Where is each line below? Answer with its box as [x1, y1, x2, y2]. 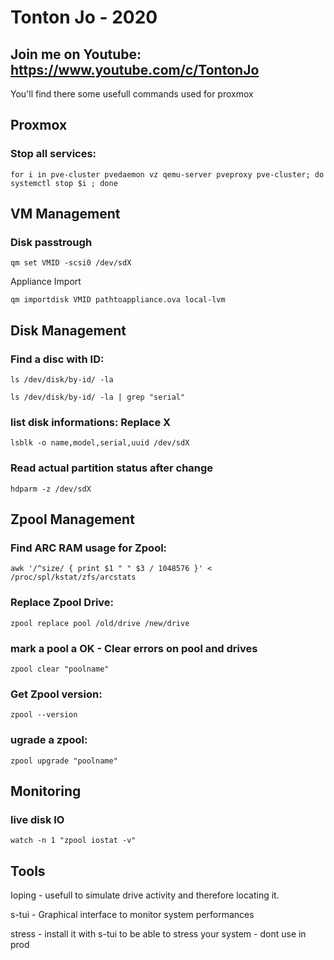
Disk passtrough [10, 236, 93, 249]
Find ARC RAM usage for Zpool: [10, 541, 168, 555]
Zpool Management [10, 511, 135, 528]
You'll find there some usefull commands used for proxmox [10, 88, 254, 100]
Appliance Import [10, 276, 82, 288]
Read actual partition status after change [10, 461, 214, 475]
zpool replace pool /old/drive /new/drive [10, 618, 190, 628]
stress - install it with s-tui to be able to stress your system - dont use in [10, 928, 307, 940]
